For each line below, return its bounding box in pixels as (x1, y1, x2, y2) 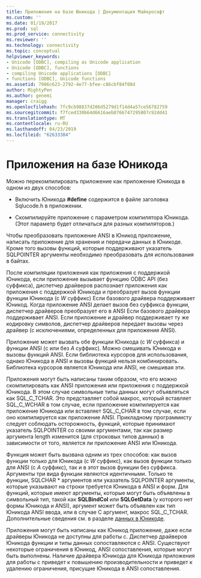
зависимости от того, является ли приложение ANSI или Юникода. (6, 439, 178, 446)
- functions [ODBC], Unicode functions (6, 76, 106, 82)
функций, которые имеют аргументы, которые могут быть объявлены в (6, 489, 190, 496)
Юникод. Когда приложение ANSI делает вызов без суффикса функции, (6, 301, 190, 308)
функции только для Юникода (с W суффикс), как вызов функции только (6, 457, 192, 464)
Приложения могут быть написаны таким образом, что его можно (6, 375, 178, 383)
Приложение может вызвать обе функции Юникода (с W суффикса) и (6, 338, 185, 345)
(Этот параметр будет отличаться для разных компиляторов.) (14, 220, 175, 227)
